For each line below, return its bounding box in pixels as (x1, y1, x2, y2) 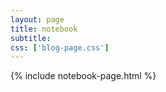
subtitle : (10, 33, 52, 43)
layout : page (10, 14, 65, 25)
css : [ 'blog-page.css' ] (10, 42, 110, 53)
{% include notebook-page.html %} (10, 70, 157, 82)
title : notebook (10, 24, 78, 34)
